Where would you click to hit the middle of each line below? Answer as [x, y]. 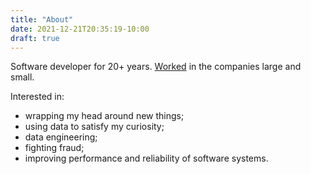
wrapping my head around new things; [104, 116]
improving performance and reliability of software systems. [146, 158]
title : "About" [42, 19]
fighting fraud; [54, 148]
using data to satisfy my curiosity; [94, 127]
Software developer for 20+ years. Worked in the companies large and [156, 67]
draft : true [35, 38]
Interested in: [37, 97]
